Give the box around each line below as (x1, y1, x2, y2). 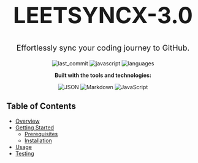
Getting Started (15, 123, 54, 131)
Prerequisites (24, 130, 58, 137)
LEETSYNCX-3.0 (13, 1, 193, 29)
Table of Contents (6, 101, 77, 112)
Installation (24, 137, 52, 144)
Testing (15, 150, 35, 157)
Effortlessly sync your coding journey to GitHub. (16, 43, 190, 53)
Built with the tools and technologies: (54, 71, 152, 79)
